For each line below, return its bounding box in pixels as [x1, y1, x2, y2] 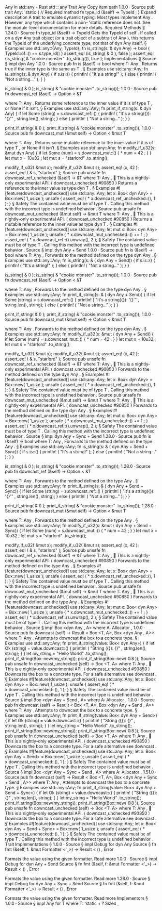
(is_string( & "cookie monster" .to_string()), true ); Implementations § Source [5, 56, 157, 61]
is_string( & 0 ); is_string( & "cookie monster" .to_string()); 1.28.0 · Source [5, 464, 151, 469]
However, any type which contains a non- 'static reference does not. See [5, 19, 151, 25]
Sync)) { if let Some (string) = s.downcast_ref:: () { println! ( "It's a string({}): [5, 488, 155, 494]
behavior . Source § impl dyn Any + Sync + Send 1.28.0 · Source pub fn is [5, 433, 151, 439]
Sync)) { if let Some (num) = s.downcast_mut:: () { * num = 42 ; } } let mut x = [5, 528, 158, 533]
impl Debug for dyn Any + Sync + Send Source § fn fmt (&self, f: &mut [5, 881, 144, 886]
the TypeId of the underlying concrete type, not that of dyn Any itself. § [5, 40, 147, 46]
